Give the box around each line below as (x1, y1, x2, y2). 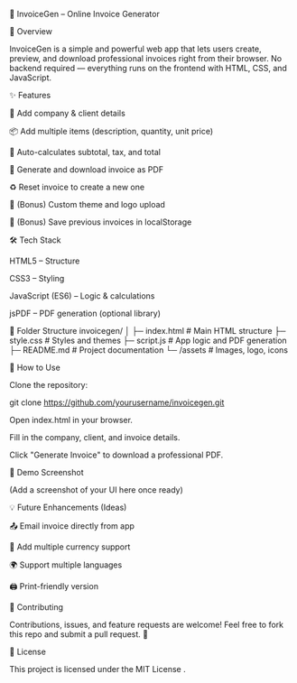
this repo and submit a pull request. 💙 (9, 629, 149, 640)
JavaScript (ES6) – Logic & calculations (9, 291, 155, 301)
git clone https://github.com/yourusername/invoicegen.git (9, 397, 225, 408)
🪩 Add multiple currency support (9, 541, 131, 552)
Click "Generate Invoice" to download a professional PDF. (9, 449, 224, 460)
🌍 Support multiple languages (9, 559, 123, 570)
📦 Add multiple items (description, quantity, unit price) (9, 126, 214, 136)
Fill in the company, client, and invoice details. (9, 432, 181, 442)
